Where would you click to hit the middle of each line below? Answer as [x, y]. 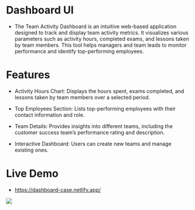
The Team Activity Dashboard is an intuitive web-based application [95, 26]
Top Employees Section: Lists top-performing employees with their [95, 108]
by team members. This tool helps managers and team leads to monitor [100, 45]
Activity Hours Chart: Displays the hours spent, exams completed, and [99, 91]
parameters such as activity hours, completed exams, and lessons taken [102, 39]
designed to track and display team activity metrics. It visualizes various [101, 32]
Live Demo [32, 174]
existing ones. [31, 150]
